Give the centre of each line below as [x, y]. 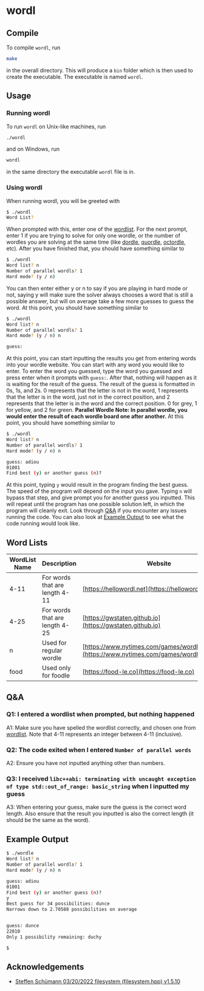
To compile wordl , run [33, 47]
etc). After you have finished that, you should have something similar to [95, 249]
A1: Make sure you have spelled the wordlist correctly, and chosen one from [101, 727]
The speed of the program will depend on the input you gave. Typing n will [99, 491]
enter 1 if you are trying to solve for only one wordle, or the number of [93, 236]
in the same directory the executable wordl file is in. [71, 172]
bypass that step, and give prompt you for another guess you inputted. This [101, 498]
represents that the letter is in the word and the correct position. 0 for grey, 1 [102, 403]
